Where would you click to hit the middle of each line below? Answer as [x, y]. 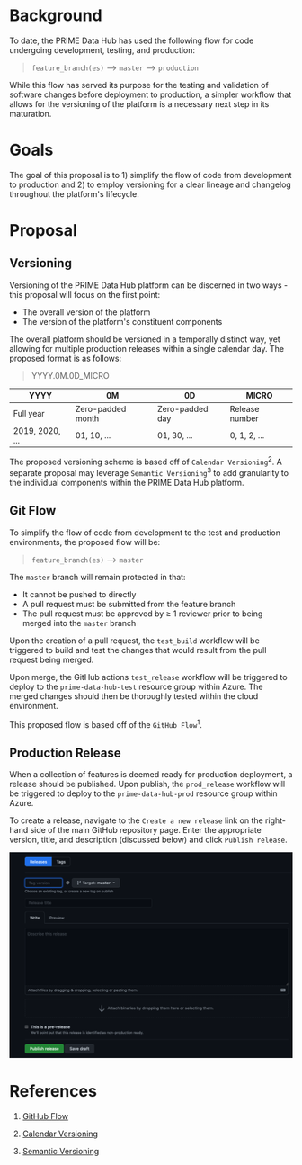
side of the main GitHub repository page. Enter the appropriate [146, 829]
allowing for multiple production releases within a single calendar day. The [147, 348]
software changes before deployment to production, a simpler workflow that [151, 94]
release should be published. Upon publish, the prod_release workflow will [147, 784]
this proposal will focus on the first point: [85, 294]
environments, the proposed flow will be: [85, 542]
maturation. [31, 113]
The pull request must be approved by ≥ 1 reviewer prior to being [142, 614]
